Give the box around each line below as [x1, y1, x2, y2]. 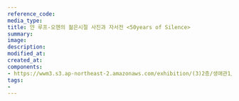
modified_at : [7, 51, 46, 58]
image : [7, 37, 27, 44]
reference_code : [7, 10, 55, 18]
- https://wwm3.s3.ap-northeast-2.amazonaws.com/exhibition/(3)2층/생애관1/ [7, 70, 235, 77]
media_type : [7, 17, 43, 24]
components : [7, 63, 43, 70]
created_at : [7, 57, 43, 64]
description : [7, 43, 46, 51]
